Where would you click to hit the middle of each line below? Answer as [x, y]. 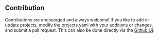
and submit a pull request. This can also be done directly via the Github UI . [80, 30]
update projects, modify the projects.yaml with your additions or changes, [79, 25]
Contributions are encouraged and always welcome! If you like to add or [77, 19]
